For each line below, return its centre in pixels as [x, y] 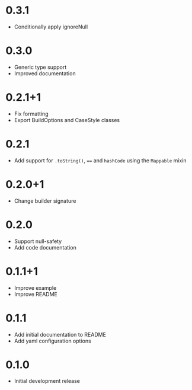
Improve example [35, 287]
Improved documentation [45, 73]
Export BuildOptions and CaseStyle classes [67, 120]
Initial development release [47, 381]
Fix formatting [31, 114]
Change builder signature [45, 201]
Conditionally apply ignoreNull [51, 27]
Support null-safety [38, 241]
